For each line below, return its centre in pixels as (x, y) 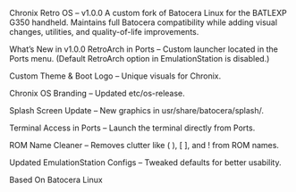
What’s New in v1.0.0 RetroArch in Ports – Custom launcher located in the (144, 49)
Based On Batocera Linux (56, 179)
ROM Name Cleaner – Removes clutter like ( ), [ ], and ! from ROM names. (144, 145)
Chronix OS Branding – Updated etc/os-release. (97, 93)
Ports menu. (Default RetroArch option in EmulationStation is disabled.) (140, 58)
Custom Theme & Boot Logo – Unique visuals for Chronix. (115, 76)
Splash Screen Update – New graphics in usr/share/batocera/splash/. (137, 110)
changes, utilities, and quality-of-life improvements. (104, 32)
